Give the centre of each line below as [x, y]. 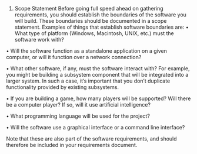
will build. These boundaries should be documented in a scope [91, 21]
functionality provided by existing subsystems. [63, 87]
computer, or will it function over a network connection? [74, 57]
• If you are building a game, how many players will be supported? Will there [98, 98]
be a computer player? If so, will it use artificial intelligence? [79, 105]
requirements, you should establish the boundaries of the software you [101, 15]
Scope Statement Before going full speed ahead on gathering [89, 8]
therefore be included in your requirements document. [72, 145]
